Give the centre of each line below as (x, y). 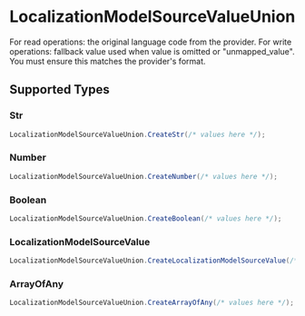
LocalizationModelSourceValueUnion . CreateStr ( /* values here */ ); (138, 134)
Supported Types (60, 89)
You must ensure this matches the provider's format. (108, 61)
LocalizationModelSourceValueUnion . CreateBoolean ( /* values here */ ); (146, 218)
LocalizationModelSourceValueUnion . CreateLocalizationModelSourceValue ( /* (154, 261)
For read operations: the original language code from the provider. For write (151, 42)
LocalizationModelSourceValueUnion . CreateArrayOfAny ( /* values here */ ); (152, 303)
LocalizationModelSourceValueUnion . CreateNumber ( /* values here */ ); (144, 176)
